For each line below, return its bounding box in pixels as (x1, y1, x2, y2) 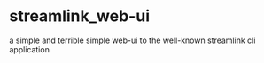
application (9, 44, 50, 54)
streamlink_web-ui (9, 6, 151, 26)
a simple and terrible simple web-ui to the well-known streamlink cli (9, 35, 256, 45)
